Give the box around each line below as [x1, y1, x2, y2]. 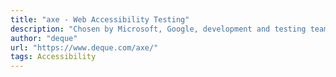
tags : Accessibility [10, 52, 97, 62]
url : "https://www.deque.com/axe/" [10, 42, 159, 53]
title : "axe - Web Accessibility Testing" [10, 14, 190, 25]
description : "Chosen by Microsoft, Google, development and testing [10, 24, 307, 34]
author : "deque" [10, 33, 78, 43]
